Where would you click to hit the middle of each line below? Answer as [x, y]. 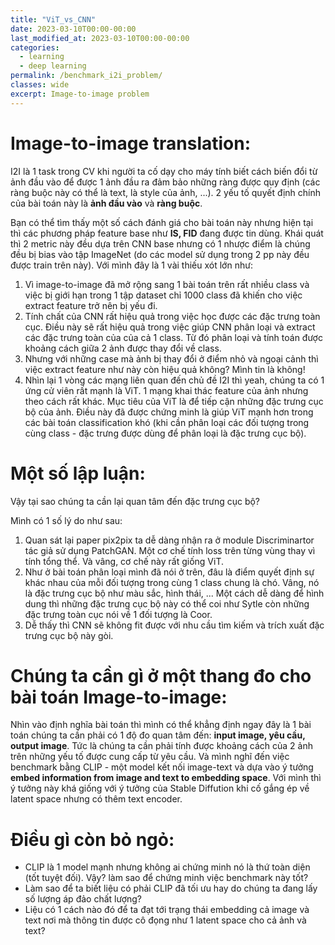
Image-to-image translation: [131, 143]
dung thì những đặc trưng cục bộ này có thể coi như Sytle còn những [167, 603]
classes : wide [40, 85]
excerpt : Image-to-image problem [80, 94]
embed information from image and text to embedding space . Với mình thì [166, 778]
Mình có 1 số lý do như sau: [66, 520]
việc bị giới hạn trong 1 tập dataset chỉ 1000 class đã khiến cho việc [163, 295]
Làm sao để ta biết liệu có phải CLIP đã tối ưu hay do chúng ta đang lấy [171, 888]
